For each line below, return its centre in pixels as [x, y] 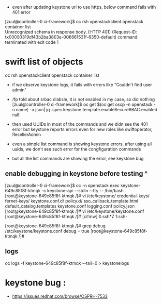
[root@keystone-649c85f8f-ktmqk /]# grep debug [55, 226]
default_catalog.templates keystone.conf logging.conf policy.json [70, 206]
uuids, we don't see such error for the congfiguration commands [76, 149]
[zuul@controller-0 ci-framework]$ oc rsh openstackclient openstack [74, 22]
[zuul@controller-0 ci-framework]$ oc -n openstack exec [62, 185]
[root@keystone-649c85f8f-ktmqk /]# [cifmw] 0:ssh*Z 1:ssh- [66, 216]
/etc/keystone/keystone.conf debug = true [47, 231]
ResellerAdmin [26, 134]
